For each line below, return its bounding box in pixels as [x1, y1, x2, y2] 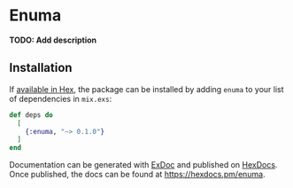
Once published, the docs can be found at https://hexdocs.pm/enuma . [9, 169, 266, 180]
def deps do [9, 110, 53, 120]
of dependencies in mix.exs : [9, 93, 112, 104]
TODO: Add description [9, 35, 97, 45]
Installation [9, 60, 73, 75]
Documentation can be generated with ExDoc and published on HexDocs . [9, 160, 278, 170]
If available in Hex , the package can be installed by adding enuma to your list [9, 83, 285, 94]
